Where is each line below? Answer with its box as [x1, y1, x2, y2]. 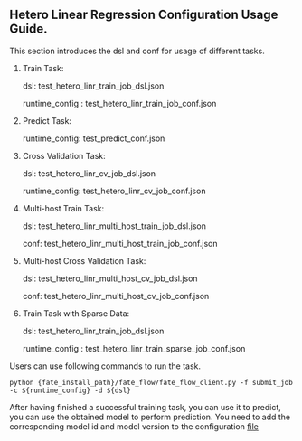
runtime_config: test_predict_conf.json [22, 133, 165, 144]
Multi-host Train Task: [22, 202, 105, 213]
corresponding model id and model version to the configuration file [9, 420, 260, 432]
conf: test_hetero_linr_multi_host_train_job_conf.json [22, 238, 218, 249]
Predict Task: [22, 115, 72, 126]
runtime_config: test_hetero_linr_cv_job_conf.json [22, 185, 206, 196]
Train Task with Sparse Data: [22, 307, 130, 319]
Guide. [9, 22, 48, 37]
